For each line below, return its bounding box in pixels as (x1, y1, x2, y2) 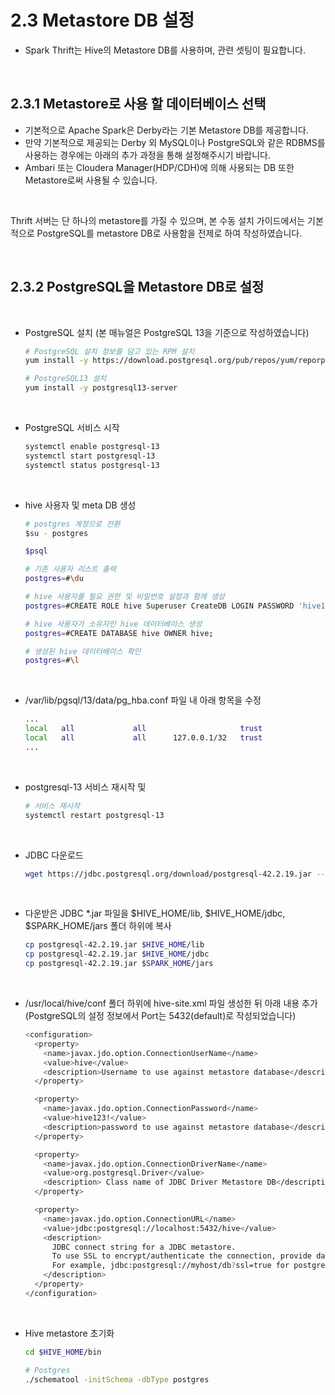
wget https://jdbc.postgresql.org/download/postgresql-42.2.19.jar (24, 869, 312, 879)
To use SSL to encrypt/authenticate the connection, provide (51, 1251, 312, 1261)
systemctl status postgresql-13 (24, 460, 160, 470)
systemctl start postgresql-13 (24, 451, 156, 461)
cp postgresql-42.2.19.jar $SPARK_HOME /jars (24, 959, 214, 969)
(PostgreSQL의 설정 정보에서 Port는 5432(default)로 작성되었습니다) (24, 1010, 297, 1022)
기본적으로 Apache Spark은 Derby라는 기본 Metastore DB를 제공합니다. (24, 124, 309, 136)
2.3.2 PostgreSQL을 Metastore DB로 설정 (10, 279, 265, 296)
